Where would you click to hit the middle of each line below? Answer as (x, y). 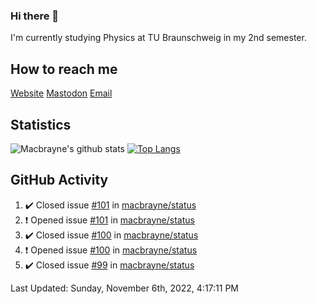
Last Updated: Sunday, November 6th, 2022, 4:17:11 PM (124, 288)
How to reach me (64, 69)
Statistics (41, 124)
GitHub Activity (59, 180)
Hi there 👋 (35, 16)
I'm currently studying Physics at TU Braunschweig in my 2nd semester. (158, 38)
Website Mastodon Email (61, 93)
